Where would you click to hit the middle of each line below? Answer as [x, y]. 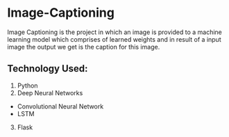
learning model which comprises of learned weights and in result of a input [114, 39]
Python [27, 86]
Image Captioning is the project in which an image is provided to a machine [114, 32]
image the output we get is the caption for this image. [84, 47]
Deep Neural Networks [50, 92]
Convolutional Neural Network [60, 106]
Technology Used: [48, 68]
